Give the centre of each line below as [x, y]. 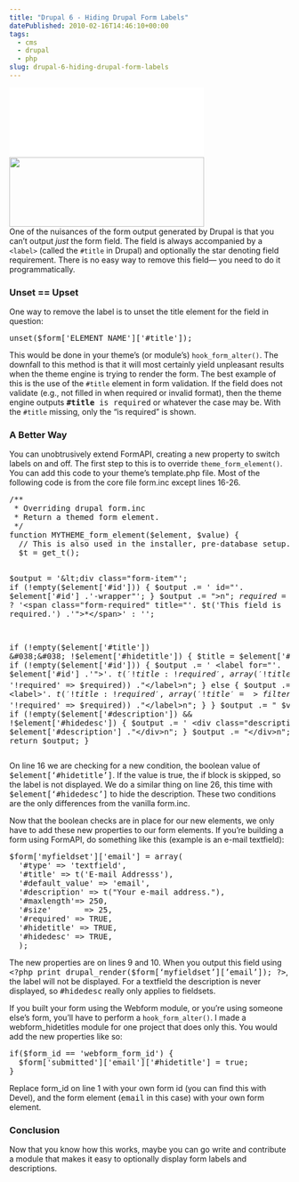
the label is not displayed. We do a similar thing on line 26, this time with [141, 785]
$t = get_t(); [49, 553]
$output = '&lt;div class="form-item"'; [99, 579]
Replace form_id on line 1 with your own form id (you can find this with [138, 1089]
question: [27, 321]
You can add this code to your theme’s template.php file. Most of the [135, 474]
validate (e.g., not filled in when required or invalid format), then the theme [145, 393]
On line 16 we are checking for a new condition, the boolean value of [135, 765]
